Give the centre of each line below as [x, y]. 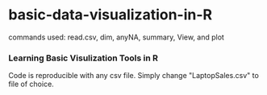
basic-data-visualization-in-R [110, 15]
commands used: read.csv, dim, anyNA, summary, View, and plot [116, 37]
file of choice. [31, 84]
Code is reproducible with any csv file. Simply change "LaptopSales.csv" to [134, 76]
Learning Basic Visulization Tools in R [83, 58]
